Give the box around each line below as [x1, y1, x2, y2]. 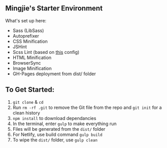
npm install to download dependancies [12, 115, 97, 121]
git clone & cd [12, 99, 44, 105]
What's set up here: [5, 17, 47, 23]
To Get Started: [5, 85, 55, 94]
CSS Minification [12, 38, 48, 44]
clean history [12, 109, 40, 116]
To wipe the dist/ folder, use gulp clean [12, 137, 98, 143]
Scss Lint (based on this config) [12, 49, 80, 55]
